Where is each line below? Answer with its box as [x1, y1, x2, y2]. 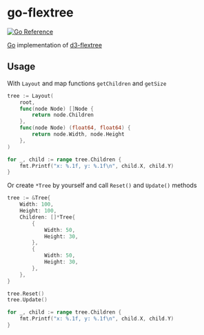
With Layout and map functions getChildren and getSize [7, 79, 167, 87]
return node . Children [32, 111, 94, 118]
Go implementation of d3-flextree [7, 41, 102, 49]
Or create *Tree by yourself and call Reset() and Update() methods [7, 181, 198, 190]
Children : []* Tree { [19, 213, 76, 221]
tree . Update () [7, 296, 48, 303]
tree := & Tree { [7, 195, 51, 202]
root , [19, 98, 36, 106]
